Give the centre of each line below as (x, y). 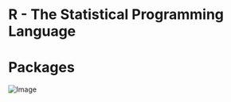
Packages (42, 68)
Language (42, 31)
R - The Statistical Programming (116, 15)
